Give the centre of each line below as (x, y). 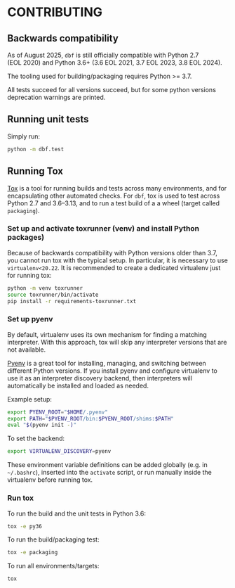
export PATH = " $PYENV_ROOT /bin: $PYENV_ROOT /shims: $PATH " (90, 418)
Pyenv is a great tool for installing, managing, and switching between (107, 363)
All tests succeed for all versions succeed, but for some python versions (112, 90)
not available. (27, 350)
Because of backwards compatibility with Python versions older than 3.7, (112, 253)
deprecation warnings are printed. (56, 97)
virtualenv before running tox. (50, 480)
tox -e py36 (25, 526)
